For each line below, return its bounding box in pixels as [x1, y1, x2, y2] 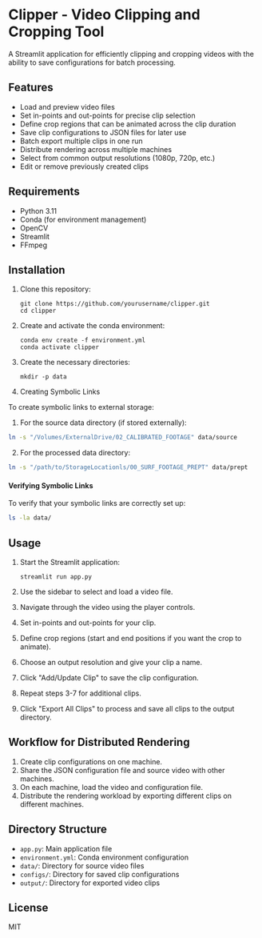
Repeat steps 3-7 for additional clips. [19, 688, 141, 698]
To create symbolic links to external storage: [8, 403, 154, 412]
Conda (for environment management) [19, 214, 147, 224]
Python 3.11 [19, 206, 58, 215]
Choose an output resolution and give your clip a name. [19, 658, 202, 667]
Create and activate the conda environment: [19, 321, 165, 331]
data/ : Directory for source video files [19, 860, 145, 870]
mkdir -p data [19, 373, 67, 381]
